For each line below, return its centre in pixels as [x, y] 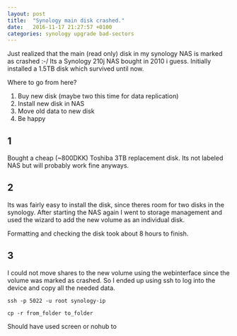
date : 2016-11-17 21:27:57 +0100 [60, 27]
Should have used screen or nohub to [62, 326]
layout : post [27, 14]
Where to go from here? [42, 83]
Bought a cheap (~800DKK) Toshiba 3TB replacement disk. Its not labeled [115, 158]
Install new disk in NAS [51, 104]
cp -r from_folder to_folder [50, 313]
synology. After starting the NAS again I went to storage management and [115, 212]
